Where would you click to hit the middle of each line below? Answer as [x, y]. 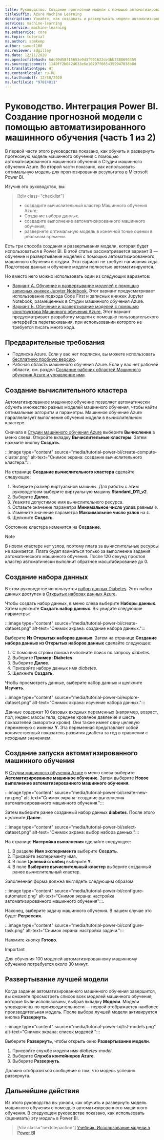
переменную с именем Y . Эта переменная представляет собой [72, 727]
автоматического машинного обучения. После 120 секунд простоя [75, 557]
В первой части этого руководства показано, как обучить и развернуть [80, 151]
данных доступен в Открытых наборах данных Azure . [61, 594]
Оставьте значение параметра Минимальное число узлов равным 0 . [85, 507]
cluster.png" [18, 457]
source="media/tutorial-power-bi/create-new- [101, 792]
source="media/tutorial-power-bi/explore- [97, 697]
